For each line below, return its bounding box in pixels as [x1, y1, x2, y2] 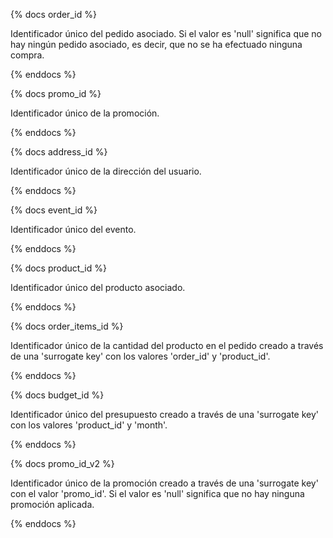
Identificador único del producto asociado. [10, 282, 186, 293]
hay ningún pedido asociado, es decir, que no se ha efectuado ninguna [10, 39, 303, 50]
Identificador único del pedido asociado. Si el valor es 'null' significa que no [10, 28, 323, 39]
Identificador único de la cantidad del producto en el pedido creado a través [10, 340, 324, 351]
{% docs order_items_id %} [10, 320, 124, 332]
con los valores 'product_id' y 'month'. [10, 419, 168, 431]
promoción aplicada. [10, 499, 95, 510]
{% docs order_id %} [10, 9, 97, 20]
